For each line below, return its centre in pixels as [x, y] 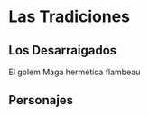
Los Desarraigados [63, 50]
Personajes [41, 100]
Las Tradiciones [70, 17]
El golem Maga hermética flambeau [74, 72]
